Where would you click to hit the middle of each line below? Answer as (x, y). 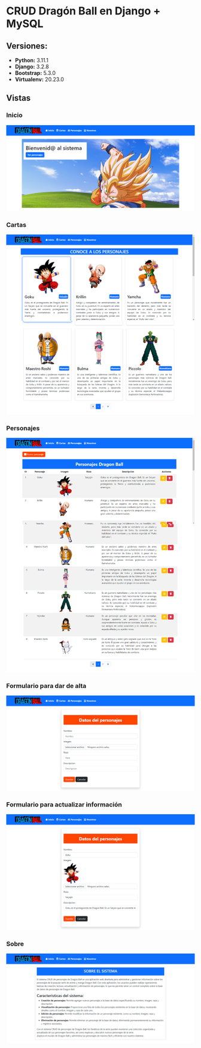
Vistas (19, 98)
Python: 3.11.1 (32, 60)
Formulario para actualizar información (64, 804)
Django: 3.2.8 (32, 67)
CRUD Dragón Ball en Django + (83, 11)
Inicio (14, 115)
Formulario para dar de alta (46, 685)
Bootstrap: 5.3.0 (35, 73)
